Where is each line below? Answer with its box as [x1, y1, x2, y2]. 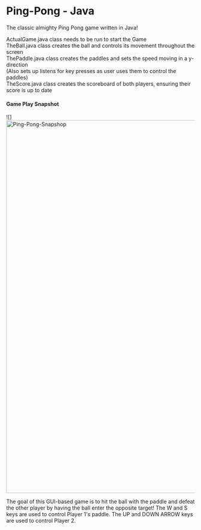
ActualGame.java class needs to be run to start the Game [6, 35, 147, 43]
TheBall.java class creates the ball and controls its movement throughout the [6, 42, 195, 49]
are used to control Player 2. [6, 517, 76, 525]
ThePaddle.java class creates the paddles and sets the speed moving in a [6, 54, 187, 62]
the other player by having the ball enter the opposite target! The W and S [6, 504, 188, 511]
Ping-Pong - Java [6, 4, 95, 18]
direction [6, 61, 28, 68]
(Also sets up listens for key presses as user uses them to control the [6, 67, 176, 74]
